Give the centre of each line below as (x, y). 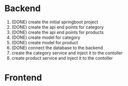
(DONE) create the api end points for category (57, 27)
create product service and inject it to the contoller (62, 58)
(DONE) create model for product (45, 42)
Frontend (23, 78)
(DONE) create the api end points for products (57, 32)
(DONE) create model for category (46, 37)
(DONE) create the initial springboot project (55, 22)
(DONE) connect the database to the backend (57, 48)
